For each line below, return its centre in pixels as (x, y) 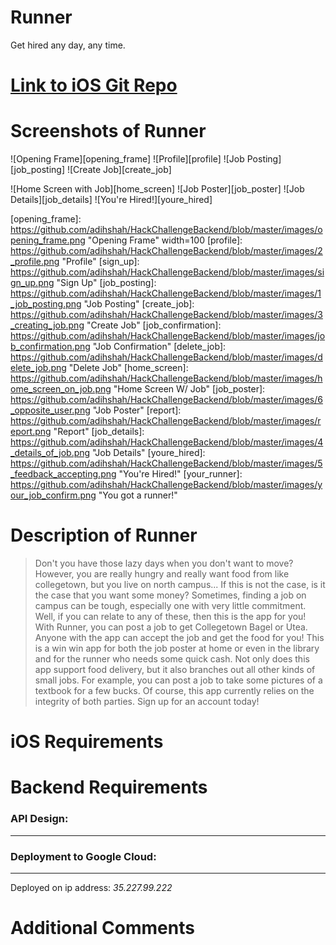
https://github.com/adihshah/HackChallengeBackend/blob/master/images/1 (166, 293)
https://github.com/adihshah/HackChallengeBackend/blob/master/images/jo (168, 336)
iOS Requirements (87, 742)
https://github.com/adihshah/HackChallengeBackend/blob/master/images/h (166, 378)
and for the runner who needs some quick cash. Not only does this (172, 659)
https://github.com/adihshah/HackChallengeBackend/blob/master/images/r (166, 421)
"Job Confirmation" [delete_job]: (159, 347)
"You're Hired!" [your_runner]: (180, 474)
